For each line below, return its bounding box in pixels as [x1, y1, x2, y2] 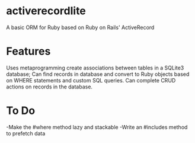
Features [6, 45, 51, 58]
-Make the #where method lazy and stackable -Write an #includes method [6, 123, 188, 131]
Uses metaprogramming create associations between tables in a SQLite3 [6, 64, 184, 71]
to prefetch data [6, 129, 46, 137]
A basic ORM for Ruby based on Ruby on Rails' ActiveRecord [6, 24, 155, 31]
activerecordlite [6, 4, 86, 18]
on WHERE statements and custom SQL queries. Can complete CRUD [6, 77, 176, 84]
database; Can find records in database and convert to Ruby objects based [6, 70, 190, 78]
